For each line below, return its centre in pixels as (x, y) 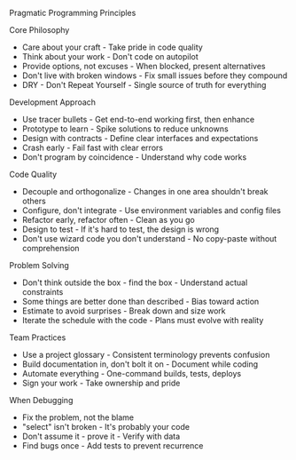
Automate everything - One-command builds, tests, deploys (132, 373)
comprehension (51, 248)
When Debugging (41, 400)
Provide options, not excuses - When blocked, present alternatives (144, 66)
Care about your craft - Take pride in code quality (113, 47)
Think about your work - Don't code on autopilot (110, 56)
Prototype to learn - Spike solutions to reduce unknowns (125, 129)
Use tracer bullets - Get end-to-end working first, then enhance (138, 119)
